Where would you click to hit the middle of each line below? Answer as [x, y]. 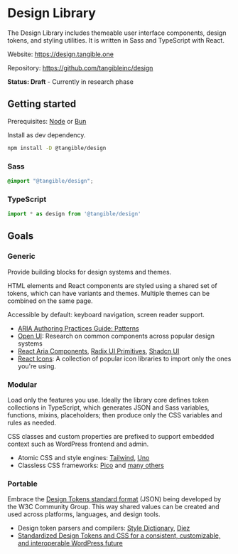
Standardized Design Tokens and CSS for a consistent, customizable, [119, 536]
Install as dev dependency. [47, 135]
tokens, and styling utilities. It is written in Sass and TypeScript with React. [116, 40]
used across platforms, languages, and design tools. [84, 514]
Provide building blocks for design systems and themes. [90, 272]
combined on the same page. [50, 301]
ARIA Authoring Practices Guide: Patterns [79, 328]
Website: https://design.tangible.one [60, 54]
